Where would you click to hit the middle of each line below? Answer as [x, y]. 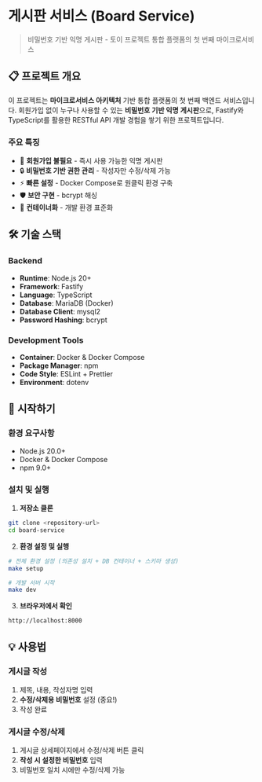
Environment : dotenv [54, 383]
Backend [25, 261]
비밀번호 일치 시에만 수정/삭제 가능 [72, 770]
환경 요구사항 [31, 433]
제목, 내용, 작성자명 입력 [56, 689]
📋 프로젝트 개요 [44, 77]
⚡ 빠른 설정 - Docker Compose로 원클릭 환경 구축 [96, 183]
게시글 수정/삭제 [36, 732]
